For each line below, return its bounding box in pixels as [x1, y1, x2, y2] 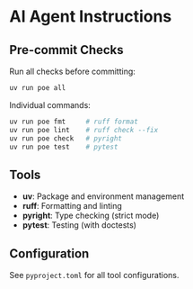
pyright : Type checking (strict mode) [22, 210, 160, 221]
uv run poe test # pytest [9, 142, 118, 151]
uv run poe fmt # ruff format [9, 117, 139, 126]
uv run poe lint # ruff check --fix [9, 125, 159, 134]
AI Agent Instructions [9, 6, 172, 27]
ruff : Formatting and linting [22, 201, 123, 212]
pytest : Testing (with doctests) [22, 220, 137, 230]
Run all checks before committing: [9, 66, 136, 77]
